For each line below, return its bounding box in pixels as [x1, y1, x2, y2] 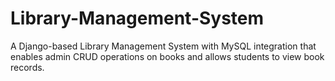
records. [10, 61, 45, 73]
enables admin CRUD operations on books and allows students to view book [10, 50, 325, 62]
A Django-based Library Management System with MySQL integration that [10, 40, 317, 52]
